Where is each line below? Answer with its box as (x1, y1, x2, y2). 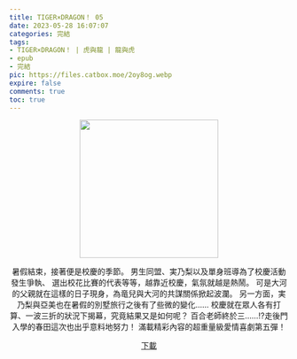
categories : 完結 (9, 29, 71, 38)
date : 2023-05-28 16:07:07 (9, 21, 109, 30)
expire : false (9, 79, 62, 88)
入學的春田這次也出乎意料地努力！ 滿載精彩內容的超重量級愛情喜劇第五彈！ (12, 322, 286, 332)
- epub (9, 54, 34, 63)
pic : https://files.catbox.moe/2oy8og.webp (9, 71, 173, 80)
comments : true (9, 87, 66, 95)
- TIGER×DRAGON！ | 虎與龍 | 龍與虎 (9, 46, 136, 55)
